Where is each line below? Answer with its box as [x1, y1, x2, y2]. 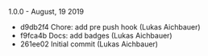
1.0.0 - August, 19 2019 [8, 7, 85, 16]
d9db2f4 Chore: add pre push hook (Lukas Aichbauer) [19, 22, 201, 31]
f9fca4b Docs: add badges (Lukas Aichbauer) [19, 31, 173, 40]
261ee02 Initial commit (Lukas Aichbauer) [19, 39, 159, 49]
